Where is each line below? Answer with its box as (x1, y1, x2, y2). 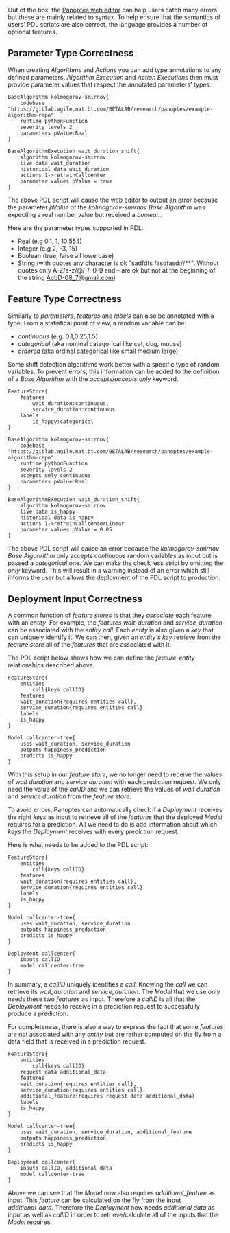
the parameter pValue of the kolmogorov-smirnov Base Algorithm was (8, 203, 205, 211)
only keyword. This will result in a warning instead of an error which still (8, 566, 210, 574)
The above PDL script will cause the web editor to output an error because (8, 196, 218, 204)
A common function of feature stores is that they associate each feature (8, 611, 212, 620)
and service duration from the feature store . (8, 792, 132, 800)
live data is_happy (20, 508, 76, 515)
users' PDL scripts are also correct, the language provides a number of (8, 21, 208, 28)
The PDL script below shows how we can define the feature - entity (8, 654, 195, 662)
